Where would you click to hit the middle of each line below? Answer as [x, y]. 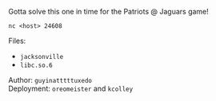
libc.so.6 [36, 65]
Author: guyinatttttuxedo [50, 80]
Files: [17, 41]
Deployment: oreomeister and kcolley [71, 88]
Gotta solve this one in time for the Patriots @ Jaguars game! [109, 12]
